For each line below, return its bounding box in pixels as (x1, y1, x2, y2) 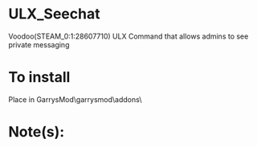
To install (8, 68, 71, 87)
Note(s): (8, 123, 65, 141)
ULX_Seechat (8, 5, 100, 23)
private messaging (8, 39, 70, 49)
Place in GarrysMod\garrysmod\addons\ (8, 94, 142, 104)
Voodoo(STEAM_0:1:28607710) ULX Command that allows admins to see (8, 31, 249, 41)
